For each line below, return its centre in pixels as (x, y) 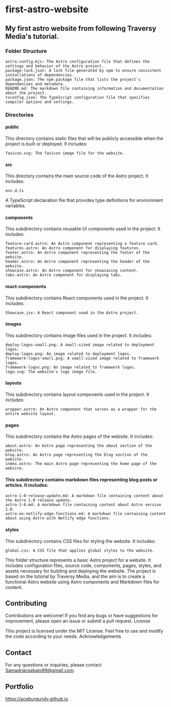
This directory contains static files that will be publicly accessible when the (84, 138)
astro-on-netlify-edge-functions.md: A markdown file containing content (86, 514)
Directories (19, 115)
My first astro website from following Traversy (81, 28)
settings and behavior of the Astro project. (55, 66)
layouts (14, 383)
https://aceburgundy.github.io (37, 699)
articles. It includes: (27, 485)
